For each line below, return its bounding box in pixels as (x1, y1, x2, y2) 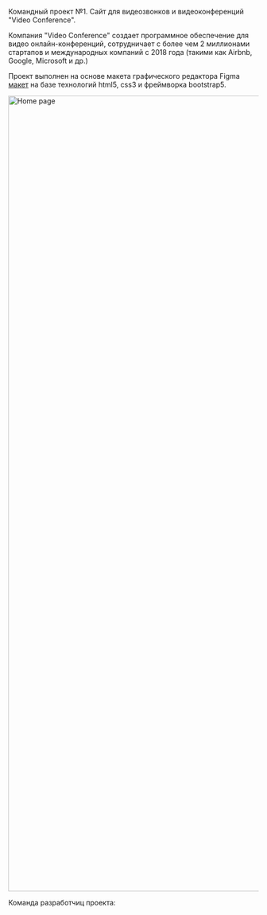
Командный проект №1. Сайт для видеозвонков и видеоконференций (8, 7, 245, 16)
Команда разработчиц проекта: (8, 898, 116, 907)
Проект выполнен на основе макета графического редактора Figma (8, 72, 240, 80)
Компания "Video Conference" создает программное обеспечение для (8, 31, 249, 40)
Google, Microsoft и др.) (8, 56, 89, 65)
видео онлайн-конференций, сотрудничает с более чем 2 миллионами (8, 39, 250, 49)
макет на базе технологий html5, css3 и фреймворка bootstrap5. (8, 80, 226, 89)
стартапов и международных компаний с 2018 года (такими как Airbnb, (8, 48, 253, 56)
